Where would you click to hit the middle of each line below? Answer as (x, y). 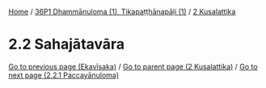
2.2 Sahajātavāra (67, 44)
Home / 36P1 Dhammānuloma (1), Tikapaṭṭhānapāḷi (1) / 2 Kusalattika (122, 12)
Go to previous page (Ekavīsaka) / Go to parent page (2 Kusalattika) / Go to (133, 66)
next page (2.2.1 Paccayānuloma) (64, 75)
